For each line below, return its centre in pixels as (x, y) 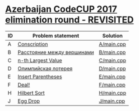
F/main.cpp (112, 84)
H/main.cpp (112, 92)
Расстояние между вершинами (56, 52)
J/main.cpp (112, 101)
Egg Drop (29, 101)
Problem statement (56, 35)
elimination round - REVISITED (69, 20)
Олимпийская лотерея (45, 68)
